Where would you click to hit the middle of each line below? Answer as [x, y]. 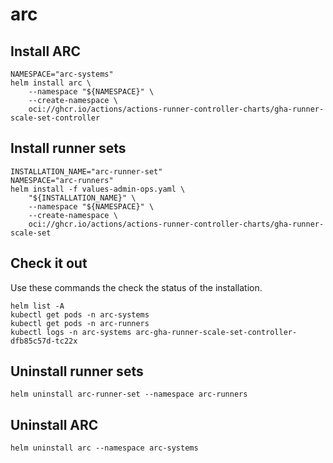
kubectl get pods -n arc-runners [80, 323]
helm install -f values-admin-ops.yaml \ [98, 189]
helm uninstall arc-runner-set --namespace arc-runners [129, 394]
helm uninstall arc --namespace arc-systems [104, 448]
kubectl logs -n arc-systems [71, 332]
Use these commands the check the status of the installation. [136, 287]
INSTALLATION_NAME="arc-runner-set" [86, 171]
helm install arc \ [51, 83]
